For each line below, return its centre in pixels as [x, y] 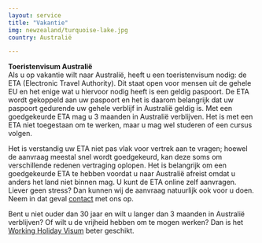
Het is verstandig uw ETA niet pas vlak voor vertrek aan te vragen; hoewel [128, 149]
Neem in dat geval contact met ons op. [71, 199]
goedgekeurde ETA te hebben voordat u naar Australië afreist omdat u [122, 174]
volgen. [20, 134]
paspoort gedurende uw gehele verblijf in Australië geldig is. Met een [120, 109]
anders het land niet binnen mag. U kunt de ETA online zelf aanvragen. [122, 182]
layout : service [35, 15]
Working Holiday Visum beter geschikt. [72, 231]
